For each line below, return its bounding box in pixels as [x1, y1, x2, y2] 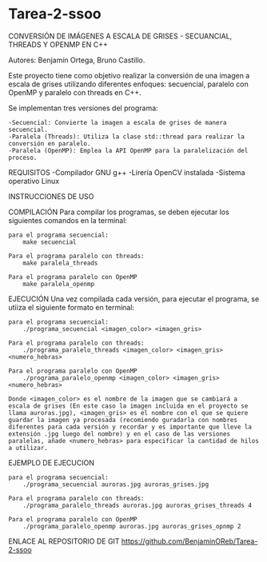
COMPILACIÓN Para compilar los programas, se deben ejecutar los [8, 207, 229, 217]
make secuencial [22, 237, 78, 246]
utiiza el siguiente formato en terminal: [8, 302, 134, 312]
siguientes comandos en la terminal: [8, 215, 128, 225]
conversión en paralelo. [8, 139, 91, 148]
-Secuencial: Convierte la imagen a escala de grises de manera [8, 118, 227, 126]
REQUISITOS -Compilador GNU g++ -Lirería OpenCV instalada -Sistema [8, 167, 245, 177]
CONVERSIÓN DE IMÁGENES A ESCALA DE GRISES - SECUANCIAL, [8, 31, 233, 41]
